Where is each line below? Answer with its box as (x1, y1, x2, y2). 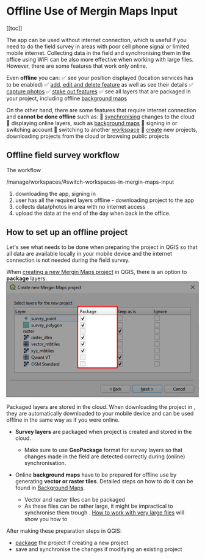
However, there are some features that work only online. (6, 62, 148, 70)
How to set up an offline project (6, 227, 128, 237)
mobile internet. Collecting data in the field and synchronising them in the (6, 49, 191, 56)
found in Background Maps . (15, 484, 85, 492)
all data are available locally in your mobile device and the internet (6, 250, 173, 257)
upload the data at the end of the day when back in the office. (15, 209, 171, 217)
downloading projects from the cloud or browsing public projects (6, 132, 170, 140)
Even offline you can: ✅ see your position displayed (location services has (6, 74, 193, 81)
